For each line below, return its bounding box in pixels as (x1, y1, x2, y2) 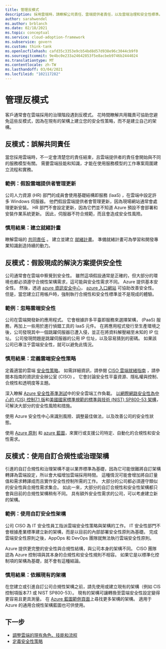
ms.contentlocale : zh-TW (5, 62, 56, 67)
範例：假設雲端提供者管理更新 (5, 180, 77, 187)
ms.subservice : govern (5, 40, 52, 45)
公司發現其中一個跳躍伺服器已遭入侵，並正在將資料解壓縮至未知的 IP (13, 329, 153, 335)
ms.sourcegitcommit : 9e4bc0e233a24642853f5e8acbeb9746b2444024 (5, 53, 138, 58)
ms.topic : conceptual (5, 30, 50, 35)
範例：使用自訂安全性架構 (5, 510, 66, 517)
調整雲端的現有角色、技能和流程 (12, 632, 78, 638)
